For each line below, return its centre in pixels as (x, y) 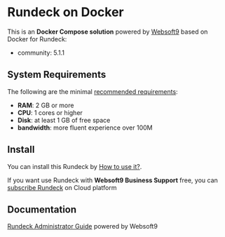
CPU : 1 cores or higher (50, 112)
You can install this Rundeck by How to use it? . (75, 166)
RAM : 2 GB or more (46, 105)
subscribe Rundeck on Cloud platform (62, 187)
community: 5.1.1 (41, 53)
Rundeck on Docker (66, 12)
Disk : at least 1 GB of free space (64, 120)
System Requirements (57, 75)
